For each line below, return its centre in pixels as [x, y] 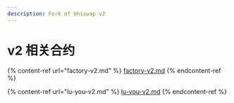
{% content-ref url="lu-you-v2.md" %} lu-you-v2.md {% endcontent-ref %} [117, 91]
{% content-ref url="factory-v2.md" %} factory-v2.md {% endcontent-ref [114, 70]
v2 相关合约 [41, 50]
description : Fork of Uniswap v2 [56, 14]
